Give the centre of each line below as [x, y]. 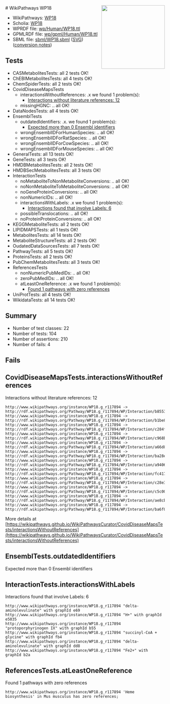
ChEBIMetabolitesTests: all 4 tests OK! [52, 78]
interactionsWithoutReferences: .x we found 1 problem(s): [80, 95]
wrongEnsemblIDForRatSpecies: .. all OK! [63, 138]
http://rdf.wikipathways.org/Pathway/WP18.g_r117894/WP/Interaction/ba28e [86, 456]
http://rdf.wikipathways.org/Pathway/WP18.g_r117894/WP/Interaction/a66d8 [86, 447]
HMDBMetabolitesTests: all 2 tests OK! [53, 165]
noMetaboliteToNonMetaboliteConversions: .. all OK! [75, 181]
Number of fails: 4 [31, 344]
